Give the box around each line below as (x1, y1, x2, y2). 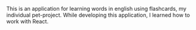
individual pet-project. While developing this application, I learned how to (6, 11, 191, 19)
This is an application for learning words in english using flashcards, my (6, 5, 187, 12)
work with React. (6, 18, 49, 25)
